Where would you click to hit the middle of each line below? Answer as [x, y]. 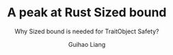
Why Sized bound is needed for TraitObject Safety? [87, 31]
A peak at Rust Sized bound [87, 13]
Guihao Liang [87, 44]
